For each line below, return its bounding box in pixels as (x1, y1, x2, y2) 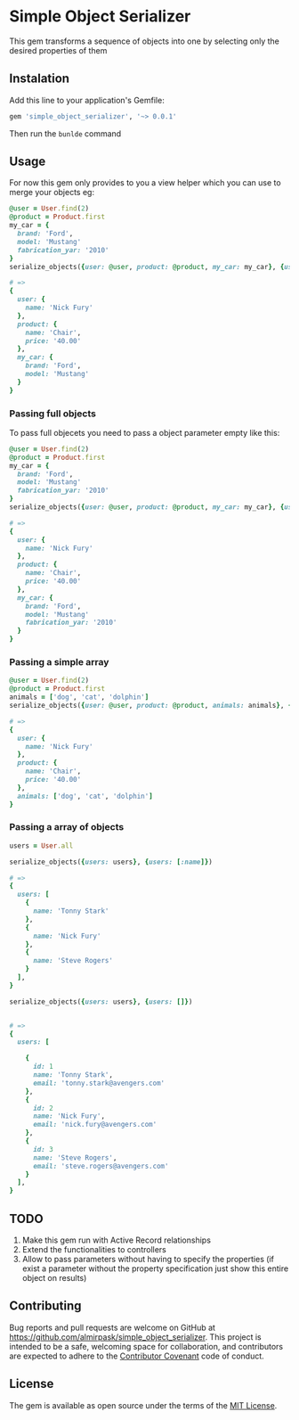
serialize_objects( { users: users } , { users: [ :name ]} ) (9, 858, 214, 866)
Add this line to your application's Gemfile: (9, 94, 165, 105)
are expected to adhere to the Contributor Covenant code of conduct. (9, 1350, 264, 1361)
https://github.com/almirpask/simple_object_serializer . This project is (9, 1331, 262, 1342)
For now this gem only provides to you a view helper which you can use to (9, 177, 282, 188)
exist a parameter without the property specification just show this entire (21, 1263, 289, 1274)
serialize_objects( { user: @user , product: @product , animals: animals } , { (9, 702, 293, 710)
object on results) (21, 1273, 87, 1284)
